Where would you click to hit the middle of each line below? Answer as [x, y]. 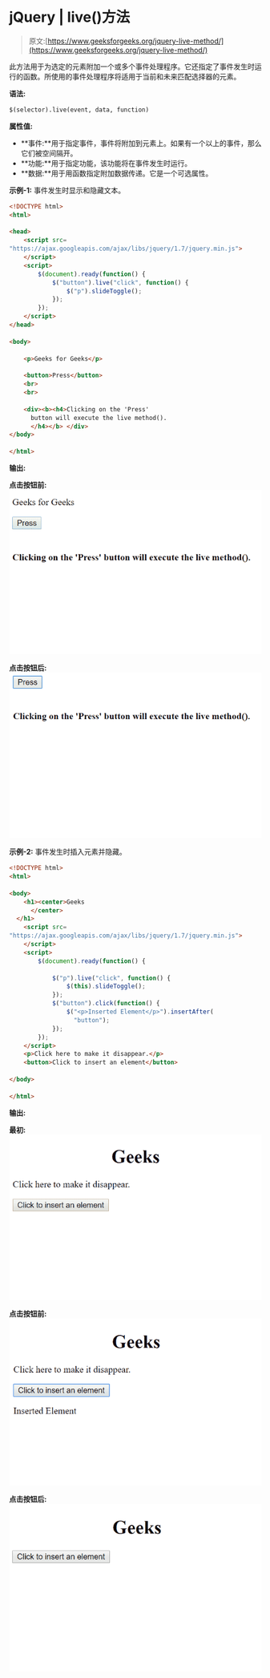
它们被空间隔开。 [49, 153]
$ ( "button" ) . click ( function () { [106, 1004]
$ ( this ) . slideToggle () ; [106, 987]
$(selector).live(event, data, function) [79, 110]
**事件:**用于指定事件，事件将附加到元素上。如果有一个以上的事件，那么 [141, 143]
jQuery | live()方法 [70, 17]
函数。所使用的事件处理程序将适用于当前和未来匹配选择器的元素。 [132, 76]
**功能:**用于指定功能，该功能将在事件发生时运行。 [106, 163]
